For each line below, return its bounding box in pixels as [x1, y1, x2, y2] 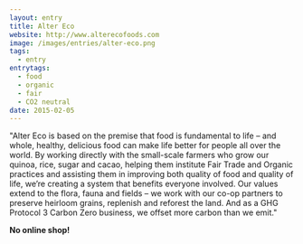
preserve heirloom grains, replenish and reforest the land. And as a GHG [9, 198, 279, 209]
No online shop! [9, 225, 71, 236]
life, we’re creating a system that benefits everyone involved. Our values [9, 178, 279, 190]
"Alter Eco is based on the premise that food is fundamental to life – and [9, 130, 277, 141]
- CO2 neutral [17, 97, 71, 107]
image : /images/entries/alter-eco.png [9, 38, 156, 48]
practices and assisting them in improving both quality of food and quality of [9, 169, 294, 180]
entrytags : [9, 64, 51, 73]
